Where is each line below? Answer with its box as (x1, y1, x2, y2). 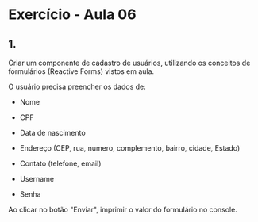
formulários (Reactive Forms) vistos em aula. (8, 67, 155, 76)
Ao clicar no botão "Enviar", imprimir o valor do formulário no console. (8, 205, 238, 214)
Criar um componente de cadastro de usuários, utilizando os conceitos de (8, 58, 251, 67)
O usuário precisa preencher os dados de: (8, 82, 146, 91)
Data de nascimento (19, 128, 86, 137)
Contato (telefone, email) (19, 159, 102, 168)
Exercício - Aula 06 (8, 6, 137, 24)
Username (19, 174, 54, 183)
